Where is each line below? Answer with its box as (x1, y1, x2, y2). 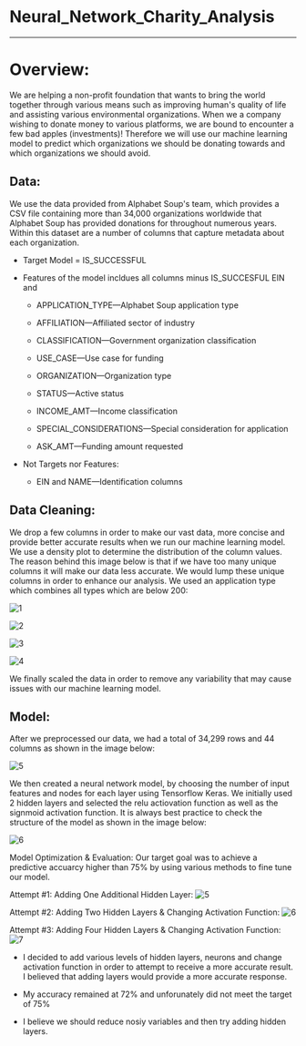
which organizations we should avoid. (9, 148, 151, 159)
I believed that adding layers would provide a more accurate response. (22, 971, 288, 982)
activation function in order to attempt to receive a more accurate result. (22, 961, 294, 972)
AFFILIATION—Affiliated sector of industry (36, 317, 196, 328)
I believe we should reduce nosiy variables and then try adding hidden (22, 1016, 287, 1027)
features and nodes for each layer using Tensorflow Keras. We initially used (9, 788, 293, 799)
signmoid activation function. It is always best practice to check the (9, 807, 262, 818)
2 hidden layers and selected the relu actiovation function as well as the (9, 797, 279, 808)
